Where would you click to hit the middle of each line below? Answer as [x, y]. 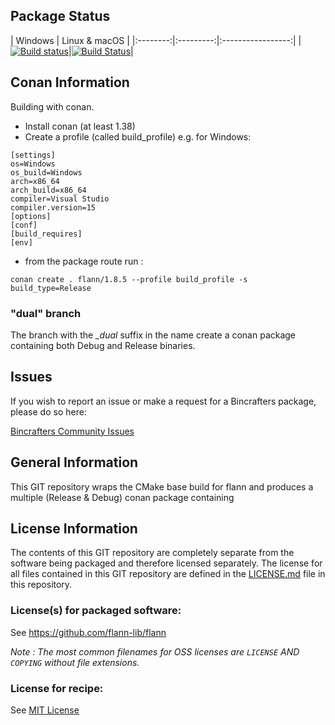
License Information [74, 528]
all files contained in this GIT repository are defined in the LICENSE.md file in [168, 574]
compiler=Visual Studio [60, 199]
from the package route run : [84, 261]
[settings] [33, 155]
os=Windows [33, 164]
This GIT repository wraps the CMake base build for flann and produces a [162, 486]
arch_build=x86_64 [48, 190]
